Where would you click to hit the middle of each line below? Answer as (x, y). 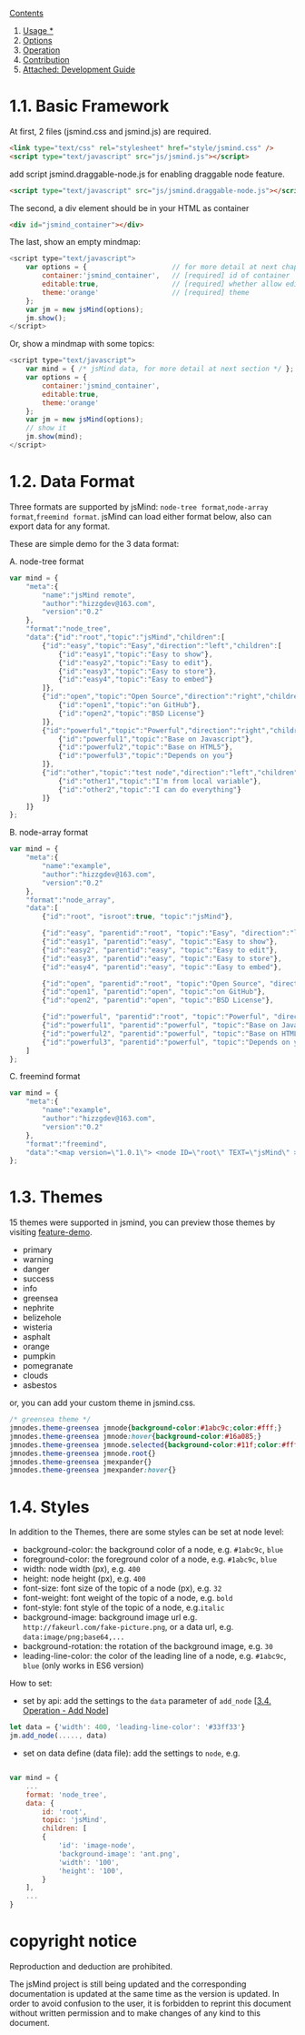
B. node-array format (49, 833)
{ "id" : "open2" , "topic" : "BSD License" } (131, 714)
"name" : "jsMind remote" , (89, 595)
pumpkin (39, 1356)
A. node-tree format (47, 561)
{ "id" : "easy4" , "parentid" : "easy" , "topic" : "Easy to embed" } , (162, 967)
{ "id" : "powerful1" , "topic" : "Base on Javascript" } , (156, 739)
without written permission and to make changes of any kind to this (135, 2013)
